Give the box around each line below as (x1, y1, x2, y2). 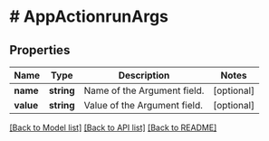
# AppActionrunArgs (9, 6, 169, 27)
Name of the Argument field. (83, 84, 205, 97)
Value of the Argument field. (83, 99, 204, 111)
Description (118, 70, 170, 81)
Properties (9, 42, 71, 58)
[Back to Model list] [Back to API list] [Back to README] (9, 122, 217, 133)
